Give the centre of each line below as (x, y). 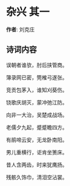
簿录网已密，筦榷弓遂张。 (37, 77)
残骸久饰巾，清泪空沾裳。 (37, 177)
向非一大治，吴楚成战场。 (37, 114)
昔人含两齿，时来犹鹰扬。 (37, 164)
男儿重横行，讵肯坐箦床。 (37, 152)
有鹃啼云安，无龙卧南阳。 (37, 140)
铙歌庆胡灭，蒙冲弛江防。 (37, 102)
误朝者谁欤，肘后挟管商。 (37, 65)
